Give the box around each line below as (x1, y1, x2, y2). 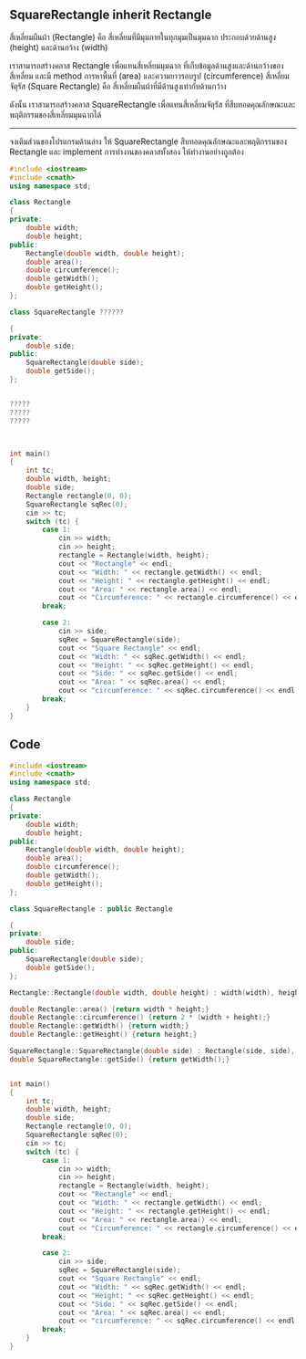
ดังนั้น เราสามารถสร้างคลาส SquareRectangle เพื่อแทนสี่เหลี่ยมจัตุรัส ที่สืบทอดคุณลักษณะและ (9, 99, 296, 110)
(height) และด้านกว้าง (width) (9, 41, 108, 53)
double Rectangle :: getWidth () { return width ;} (9, 1021, 189, 1030)
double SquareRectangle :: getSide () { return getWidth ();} (9, 1054, 230, 1064)
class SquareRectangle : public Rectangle (9, 904, 173, 914)
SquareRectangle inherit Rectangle (9, 7, 212, 23)
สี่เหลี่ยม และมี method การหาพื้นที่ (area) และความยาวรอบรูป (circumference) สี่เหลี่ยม (9, 70, 290, 81)
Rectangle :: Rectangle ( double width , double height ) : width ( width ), (9, 988, 275, 998)
